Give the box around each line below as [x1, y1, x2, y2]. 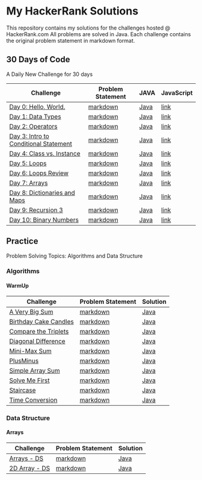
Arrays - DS [9, 454, 44, 463]
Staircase [9, 386, 36, 394]
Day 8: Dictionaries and [9, 188, 75, 197]
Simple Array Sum [9, 366, 60, 374]
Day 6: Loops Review [9, 169, 69, 177]
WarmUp [6, 282, 29, 289]
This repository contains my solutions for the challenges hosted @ [6, 24, 171, 31]
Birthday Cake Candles [9, 317, 74, 326]
